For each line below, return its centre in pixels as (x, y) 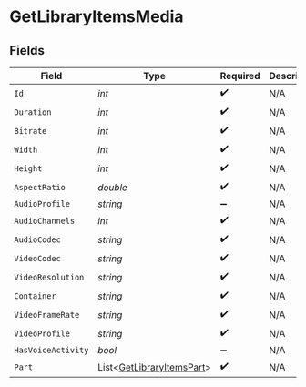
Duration (33, 112)
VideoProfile (42, 333)
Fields (27, 51)
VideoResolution (49, 277)
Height (28, 168)
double (112, 187)
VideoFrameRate (47, 315)
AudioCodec (37, 239)
